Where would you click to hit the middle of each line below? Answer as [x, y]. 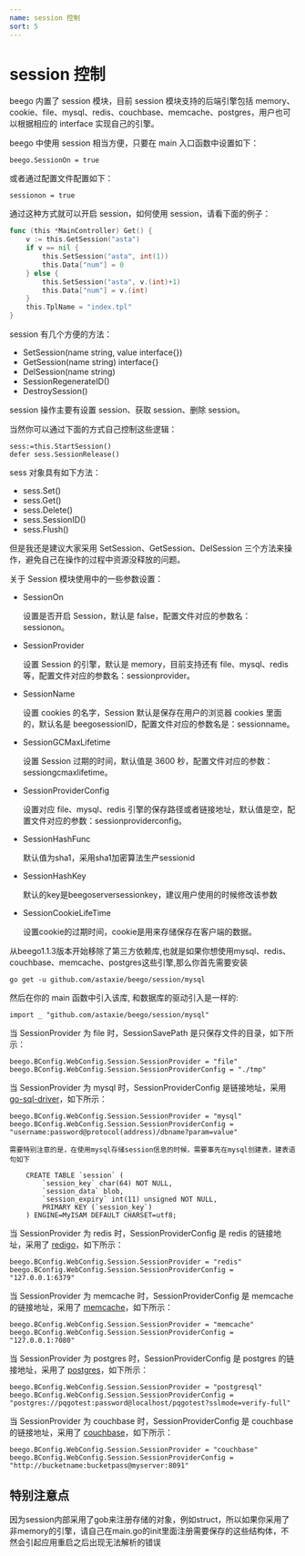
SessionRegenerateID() [66, 381]
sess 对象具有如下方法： [56, 473]
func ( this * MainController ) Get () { [81, 231]
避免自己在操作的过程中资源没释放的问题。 [105, 560]
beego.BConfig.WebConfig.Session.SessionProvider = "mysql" [126, 1116]
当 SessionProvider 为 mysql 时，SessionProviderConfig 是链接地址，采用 [148, 1088]
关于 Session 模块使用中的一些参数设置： [86, 579]
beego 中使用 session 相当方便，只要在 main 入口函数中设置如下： [134, 143]
